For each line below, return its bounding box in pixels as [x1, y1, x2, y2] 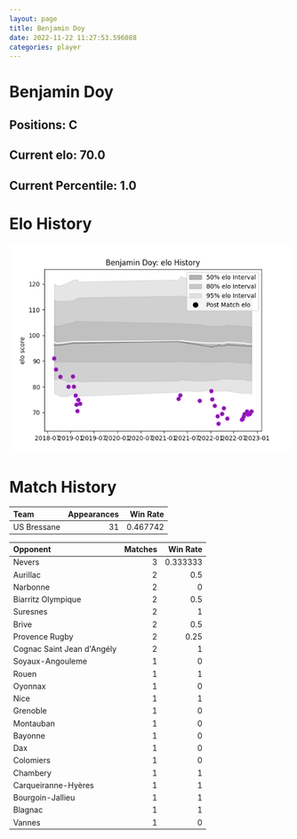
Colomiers [12, 755, 51, 766]
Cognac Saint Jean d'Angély [12, 644, 117, 655]
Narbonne [12, 582, 51, 592]
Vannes [12, 817, 41, 827]
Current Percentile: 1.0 [9, 178, 137, 193]
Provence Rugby [12, 631, 74, 641]
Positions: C [9, 117, 78, 133]
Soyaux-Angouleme [12, 656, 87, 667]
